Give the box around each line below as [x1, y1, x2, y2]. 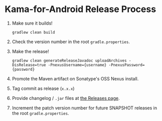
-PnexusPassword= [108, 62, 145, 67]
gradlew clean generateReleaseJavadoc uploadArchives [12, 58, 127, 63]
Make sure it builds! [12, 20, 53, 26]
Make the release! [12, 48, 50, 54]
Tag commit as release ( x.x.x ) [12, 85, 75, 91]
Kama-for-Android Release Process [5, 4, 156, 15]
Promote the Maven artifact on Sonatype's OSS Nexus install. [12, 75, 139, 81]
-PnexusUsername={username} [48, 62, 107, 67]
